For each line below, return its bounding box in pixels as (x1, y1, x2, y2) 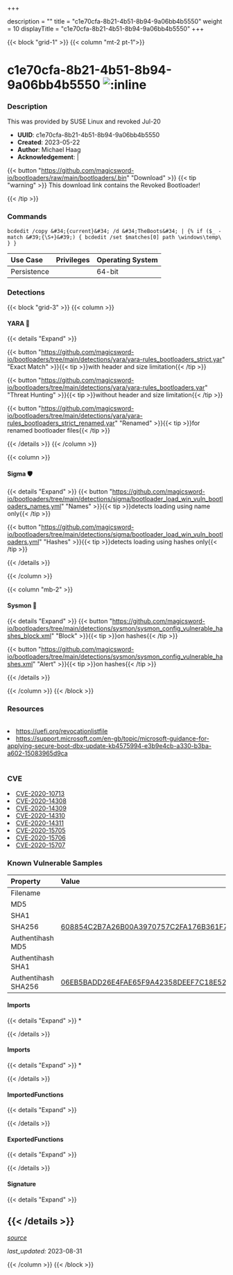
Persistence (10, 266, 50, 276)
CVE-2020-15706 (16, 833, 66, 842)
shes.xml (7, 659, 33, 668)
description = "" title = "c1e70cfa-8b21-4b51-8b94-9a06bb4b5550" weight (7, 17, 223, 25)
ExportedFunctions (7, 1135, 64, 1143)
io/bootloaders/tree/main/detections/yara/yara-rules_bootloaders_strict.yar (7, 355, 223, 364)
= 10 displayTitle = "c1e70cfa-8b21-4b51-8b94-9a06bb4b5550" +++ (7, 25, 205, 33)
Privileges (55, 254, 90, 264)
